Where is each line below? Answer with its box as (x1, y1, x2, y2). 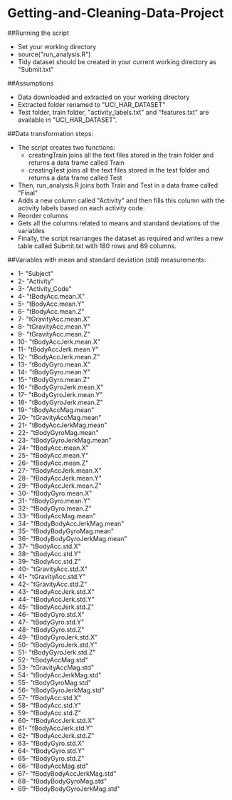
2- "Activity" (17, 277, 55, 285)
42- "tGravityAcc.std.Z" (17, 580, 88, 588)
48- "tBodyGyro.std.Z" (17, 625, 85, 634)
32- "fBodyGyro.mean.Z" (17, 504, 92, 513)
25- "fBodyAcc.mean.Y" (17, 451, 89, 459)
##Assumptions (7, 78, 54, 87)
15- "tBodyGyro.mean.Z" (17, 375, 90, 384)
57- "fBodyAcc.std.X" (17, 693, 82, 702)
